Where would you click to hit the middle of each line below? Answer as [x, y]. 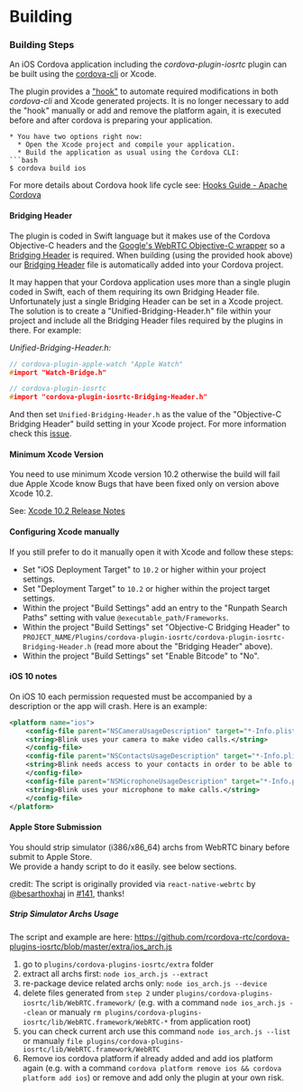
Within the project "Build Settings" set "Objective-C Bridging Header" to [156, 627]
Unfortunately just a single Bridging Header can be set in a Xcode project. [147, 301]
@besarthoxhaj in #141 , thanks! [67, 893]
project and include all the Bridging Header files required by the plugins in [147, 320]
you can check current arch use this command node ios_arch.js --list [156, 1031]
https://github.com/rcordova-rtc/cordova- [212, 937]
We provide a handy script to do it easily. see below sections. [123, 866]
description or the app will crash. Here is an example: [108, 705]
